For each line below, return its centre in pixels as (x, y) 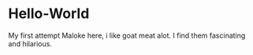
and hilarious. (30, 43)
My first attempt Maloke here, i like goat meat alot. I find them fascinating (127, 35)
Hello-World (49, 14)
